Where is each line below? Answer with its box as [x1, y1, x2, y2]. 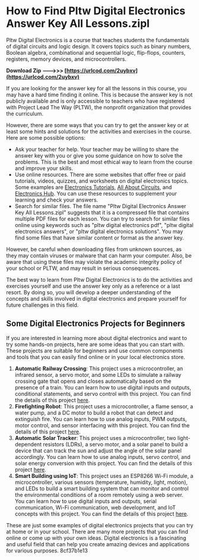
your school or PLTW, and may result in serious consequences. [6, 265, 160, 272]
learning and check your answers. [14, 196, 99, 203]
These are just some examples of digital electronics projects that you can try [6, 521, 194, 528]
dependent [14, 441, 42, 448]
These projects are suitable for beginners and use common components [6, 347, 183, 354]
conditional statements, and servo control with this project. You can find [14, 390, 191, 397]
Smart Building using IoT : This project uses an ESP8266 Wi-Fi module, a [14, 472, 194, 479]
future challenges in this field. [6, 301, 79, 309]
